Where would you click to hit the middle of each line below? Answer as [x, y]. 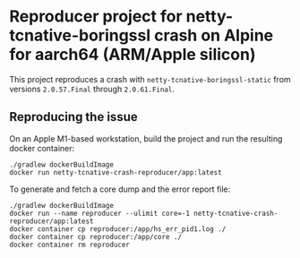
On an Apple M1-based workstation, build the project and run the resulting [146, 138]
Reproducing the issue [73, 117]
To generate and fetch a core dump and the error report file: [120, 189]
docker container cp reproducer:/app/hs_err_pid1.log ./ [118, 229]
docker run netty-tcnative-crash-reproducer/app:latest [116, 172]
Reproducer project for [96, 17]
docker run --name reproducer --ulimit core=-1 [100, 213]
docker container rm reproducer [69, 245]
